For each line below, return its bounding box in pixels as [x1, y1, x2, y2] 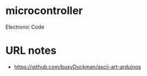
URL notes [5, 44, 57, 57]
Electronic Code [5, 23, 45, 30]
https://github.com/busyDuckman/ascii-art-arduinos [14, 63, 142, 70]
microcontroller [5, 4, 83, 18]
